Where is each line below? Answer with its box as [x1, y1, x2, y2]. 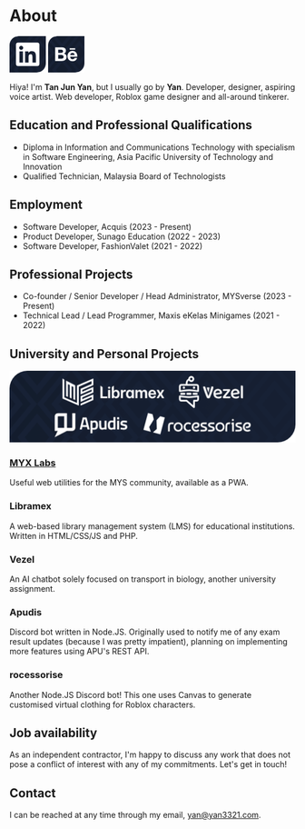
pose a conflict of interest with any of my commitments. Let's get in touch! [9, 759, 288, 770]
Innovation [22, 161, 63, 172]
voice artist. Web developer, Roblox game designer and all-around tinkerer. [9, 91, 290, 102]
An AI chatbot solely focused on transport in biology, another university [9, 574, 277, 584]
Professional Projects [9, 266, 133, 282]
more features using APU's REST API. [9, 646, 150, 657]
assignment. [9, 584, 56, 594]
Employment [9, 197, 84, 213]
